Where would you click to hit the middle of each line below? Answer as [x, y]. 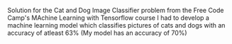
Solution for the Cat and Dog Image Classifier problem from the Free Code [116, 10]
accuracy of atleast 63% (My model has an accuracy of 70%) [97, 33]
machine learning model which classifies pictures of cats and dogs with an [116, 25]
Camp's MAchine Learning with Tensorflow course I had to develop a [108, 18]
